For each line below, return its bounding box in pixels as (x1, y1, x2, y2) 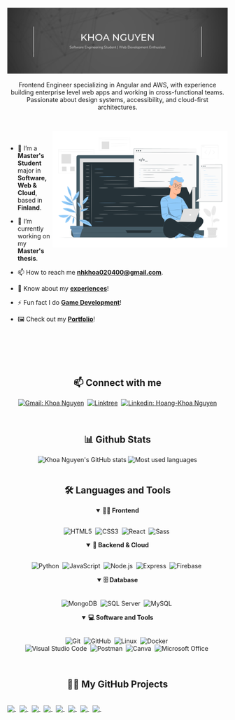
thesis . (17, 254, 38, 263)
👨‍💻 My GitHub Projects (66, 678, 169, 690)
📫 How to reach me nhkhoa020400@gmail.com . (17, 268, 164, 277)
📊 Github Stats (83, 433, 152, 445)
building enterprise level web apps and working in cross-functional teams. (10, 88, 225, 96)
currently (17, 224, 44, 233)
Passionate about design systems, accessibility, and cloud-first (27, 96, 208, 104)
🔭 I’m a (17, 144, 38, 152)
